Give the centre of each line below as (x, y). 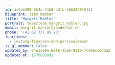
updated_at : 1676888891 (29, 55)
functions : (16, 37)
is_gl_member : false (26, 46)
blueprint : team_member (29, 14)
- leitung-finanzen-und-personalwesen (49, 42)
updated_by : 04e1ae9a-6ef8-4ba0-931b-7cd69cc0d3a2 (58, 50)
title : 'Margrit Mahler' (30, 19)
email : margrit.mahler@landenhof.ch (42, 28)
